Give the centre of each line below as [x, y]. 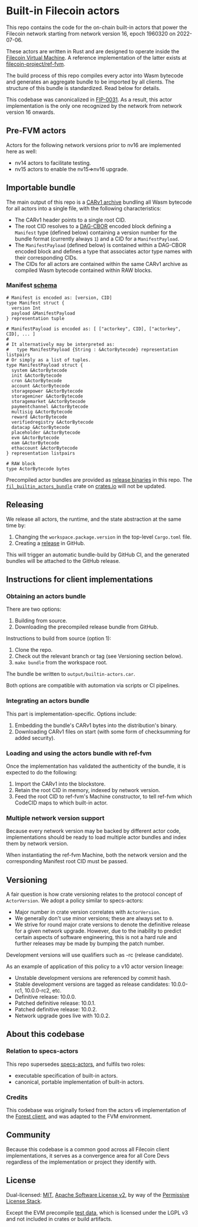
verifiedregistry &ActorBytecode [53, 422]
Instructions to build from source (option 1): [59, 639]
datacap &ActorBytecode [40, 427]
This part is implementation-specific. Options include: [72, 714]
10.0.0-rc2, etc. [43, 991]
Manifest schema [32, 286]
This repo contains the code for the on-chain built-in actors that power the [97, 27]
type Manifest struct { [35, 303]
